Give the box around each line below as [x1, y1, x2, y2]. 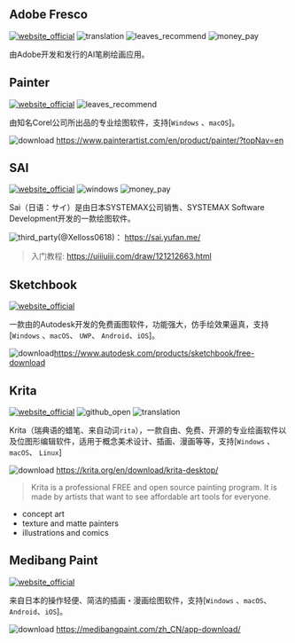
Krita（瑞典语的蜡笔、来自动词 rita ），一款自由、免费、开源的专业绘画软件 [9, 425, 279, 435]
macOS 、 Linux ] [9, 447, 62, 458]
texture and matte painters [21, 518, 120, 529]
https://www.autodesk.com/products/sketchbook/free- [53, 348, 255, 358]
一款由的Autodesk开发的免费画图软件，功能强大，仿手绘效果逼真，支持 [9, 319, 269, 330]
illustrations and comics [21, 528, 109, 538]
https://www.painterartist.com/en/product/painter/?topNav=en [56, 135, 284, 145]
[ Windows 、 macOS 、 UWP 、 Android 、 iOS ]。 [9, 330, 160, 341]
